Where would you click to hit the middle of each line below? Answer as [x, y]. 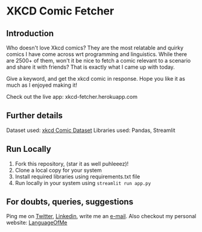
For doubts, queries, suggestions [70, 202]
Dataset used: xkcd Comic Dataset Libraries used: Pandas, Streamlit [91, 130]
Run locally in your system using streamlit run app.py [83, 183]
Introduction [30, 33]
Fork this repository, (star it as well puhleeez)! [72, 163]
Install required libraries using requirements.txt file [77, 177]
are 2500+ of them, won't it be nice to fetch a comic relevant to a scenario [99, 61]
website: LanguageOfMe [37, 223]
